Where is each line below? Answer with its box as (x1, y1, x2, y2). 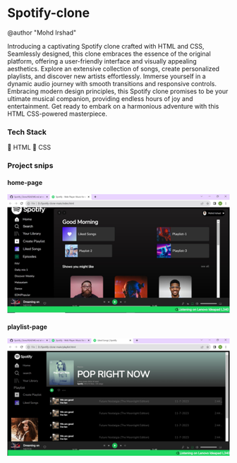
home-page (7, 178, 43, 186)
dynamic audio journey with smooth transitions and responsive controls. (7, 79, 217, 88)
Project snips (7, 161, 54, 171)
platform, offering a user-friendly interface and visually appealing (7, 56, 197, 65)
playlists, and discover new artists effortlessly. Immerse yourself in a (7, 72, 206, 80)
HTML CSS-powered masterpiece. (7, 109, 108, 118)
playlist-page (7, 323, 48, 331)
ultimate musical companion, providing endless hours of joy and (7, 94, 193, 103)
